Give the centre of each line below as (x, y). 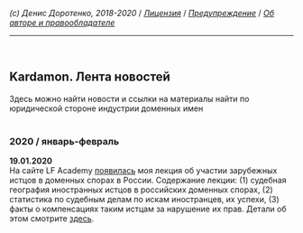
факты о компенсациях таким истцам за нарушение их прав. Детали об (148, 209)
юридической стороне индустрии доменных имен (106, 108)
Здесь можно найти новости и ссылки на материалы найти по (129, 98)
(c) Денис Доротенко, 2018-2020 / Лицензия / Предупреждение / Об (142, 13)
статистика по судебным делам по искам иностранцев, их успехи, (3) (144, 200)
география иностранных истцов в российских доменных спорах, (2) (141, 190)
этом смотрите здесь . (52, 219)
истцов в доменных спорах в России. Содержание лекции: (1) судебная (148, 181)
